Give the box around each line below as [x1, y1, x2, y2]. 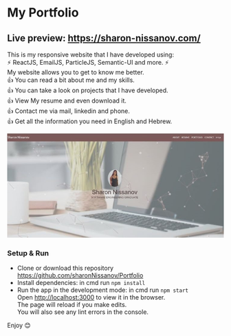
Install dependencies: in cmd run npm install [16, 279, 146, 287]
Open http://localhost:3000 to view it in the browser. [16, 293, 166, 302]
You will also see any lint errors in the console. [16, 308, 149, 316]
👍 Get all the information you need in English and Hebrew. [7, 117, 173, 125]
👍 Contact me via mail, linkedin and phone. [7, 107, 131, 115]
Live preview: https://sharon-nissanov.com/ [7, 32, 201, 44]
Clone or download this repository [16, 264, 114, 273]
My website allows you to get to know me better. [7, 68, 144, 76]
